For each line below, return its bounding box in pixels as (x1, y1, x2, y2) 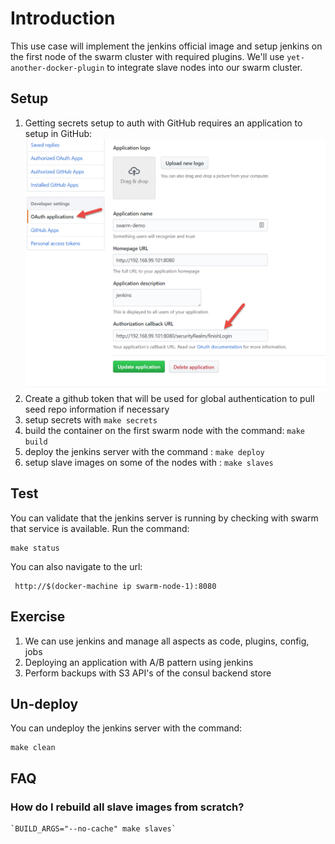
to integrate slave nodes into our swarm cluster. (106, 61, 303, 73)
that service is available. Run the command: (10, 522, 190, 534)
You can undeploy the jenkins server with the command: (10, 722, 243, 734)
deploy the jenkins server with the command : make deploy (24, 445, 265, 457)
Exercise (10, 608, 66, 626)
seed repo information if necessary (24, 403, 170, 415)
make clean (10, 743, 56, 753)
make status (10, 543, 60, 553)
